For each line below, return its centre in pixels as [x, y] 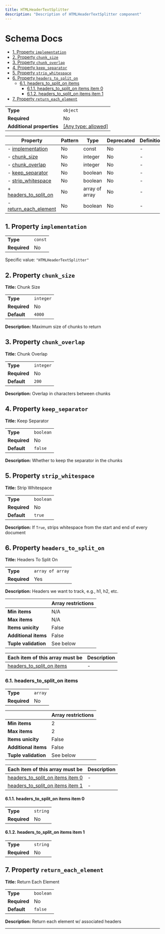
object [71, 110]
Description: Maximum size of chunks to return [53, 327]
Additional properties [33, 127]
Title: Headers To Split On [31, 560]
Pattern [69, 140]
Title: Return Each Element [32, 881]
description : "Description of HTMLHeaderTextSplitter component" [73, 14]
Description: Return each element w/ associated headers [63, 921]
